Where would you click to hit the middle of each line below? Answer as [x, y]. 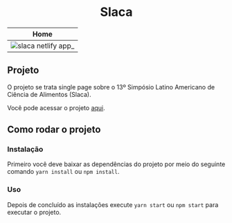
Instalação [25, 150]
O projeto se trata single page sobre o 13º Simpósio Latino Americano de [111, 87]
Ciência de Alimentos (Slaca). [49, 94]
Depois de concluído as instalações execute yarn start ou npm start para [113, 204]
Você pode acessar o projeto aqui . [56, 107]
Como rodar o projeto [54, 130]
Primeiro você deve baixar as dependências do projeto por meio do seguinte [116, 164]
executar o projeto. [34, 212]
